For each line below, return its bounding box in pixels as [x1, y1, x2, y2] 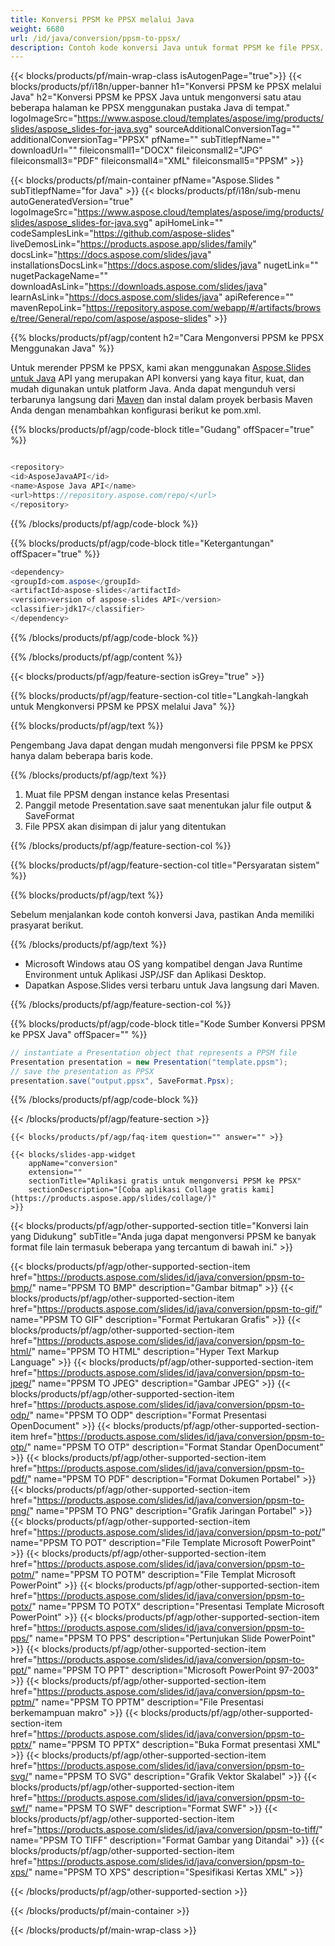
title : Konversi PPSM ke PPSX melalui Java [10, 14, 195, 25]
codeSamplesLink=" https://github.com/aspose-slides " [10, 227, 235, 240]
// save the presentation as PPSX [10, 1066, 155, 1076]
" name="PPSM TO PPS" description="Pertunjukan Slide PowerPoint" [28, 1632, 316, 1645]
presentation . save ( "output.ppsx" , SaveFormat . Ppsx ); [10, 1076, 235, 1086]
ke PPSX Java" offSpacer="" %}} [10, 1028, 148, 1040]
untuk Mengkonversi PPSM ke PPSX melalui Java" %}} [10, 700, 236, 712]
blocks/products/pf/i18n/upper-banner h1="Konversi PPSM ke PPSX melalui [10, 81, 322, 93]
